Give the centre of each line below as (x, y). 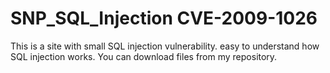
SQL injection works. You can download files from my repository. (144, 56)
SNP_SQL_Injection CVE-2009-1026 (164, 18)
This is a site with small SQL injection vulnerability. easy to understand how (165, 46)
